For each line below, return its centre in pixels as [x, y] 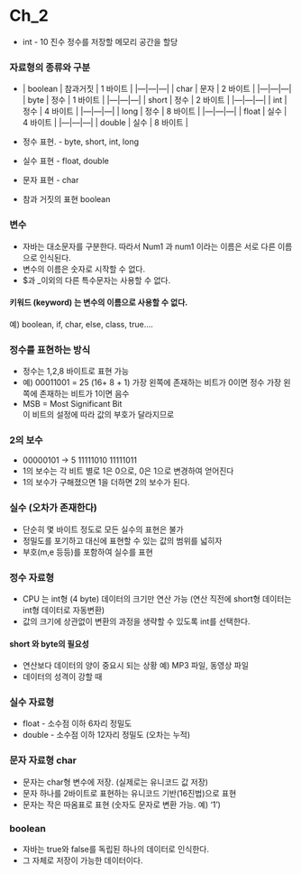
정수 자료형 [32, 577]
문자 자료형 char [43, 760]
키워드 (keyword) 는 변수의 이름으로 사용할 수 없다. [99, 302]
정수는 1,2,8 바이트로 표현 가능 [75, 372]
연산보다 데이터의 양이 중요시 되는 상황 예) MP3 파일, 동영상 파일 [136, 666]
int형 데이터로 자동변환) [64, 610]
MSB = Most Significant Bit [72, 404]
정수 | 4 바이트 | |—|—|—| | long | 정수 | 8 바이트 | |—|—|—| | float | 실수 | [155, 111]
